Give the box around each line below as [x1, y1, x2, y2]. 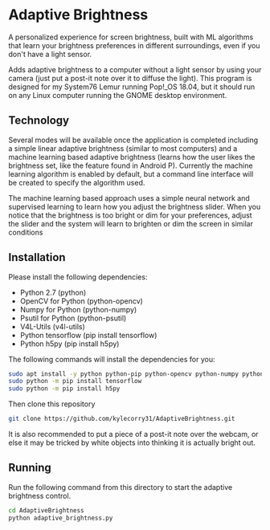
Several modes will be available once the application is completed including [8, 135, 259, 145]
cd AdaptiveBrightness [8, 506, 84, 515]
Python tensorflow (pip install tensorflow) [19, 330, 157, 340]
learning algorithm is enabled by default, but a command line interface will [8, 169, 254, 178]
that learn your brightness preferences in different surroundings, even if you [8, 40, 260, 50]
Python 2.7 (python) [19, 287, 87, 297]
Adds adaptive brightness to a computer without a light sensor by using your [8, 64, 262, 74]
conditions [8, 227, 43, 237]
